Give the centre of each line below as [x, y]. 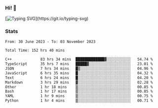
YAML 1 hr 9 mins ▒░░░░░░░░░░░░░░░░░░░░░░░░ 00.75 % [79, 96]
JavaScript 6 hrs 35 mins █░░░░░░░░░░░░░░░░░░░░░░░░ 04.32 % [79, 73]
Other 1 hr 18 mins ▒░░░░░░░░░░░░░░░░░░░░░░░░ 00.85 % [79, 87]
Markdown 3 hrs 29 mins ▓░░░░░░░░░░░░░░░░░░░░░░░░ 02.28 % [79, 82]
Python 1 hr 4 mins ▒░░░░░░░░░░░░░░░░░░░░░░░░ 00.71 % [79, 101]
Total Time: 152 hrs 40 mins [35, 51]
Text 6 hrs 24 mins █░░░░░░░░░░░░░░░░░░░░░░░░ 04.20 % [79, 78]
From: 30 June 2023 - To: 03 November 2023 [50, 41]
